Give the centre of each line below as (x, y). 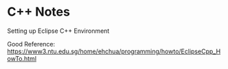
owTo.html (22, 58)
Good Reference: (31, 44)
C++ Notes (39, 12)
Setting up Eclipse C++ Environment (58, 31)
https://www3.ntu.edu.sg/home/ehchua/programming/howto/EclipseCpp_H (114, 51)
